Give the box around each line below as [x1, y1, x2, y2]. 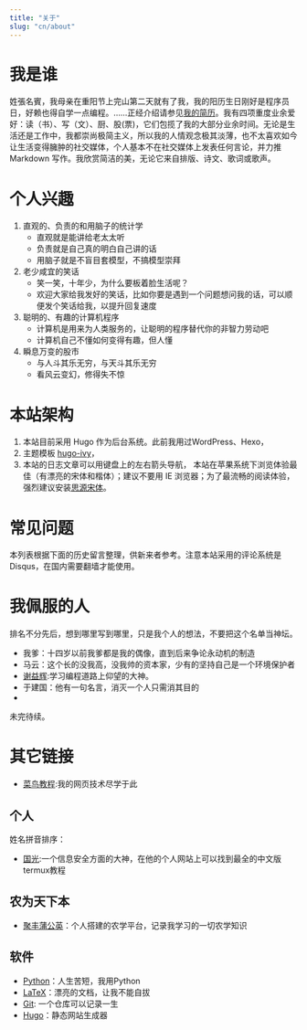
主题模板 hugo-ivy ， [22, 448, 100, 459]
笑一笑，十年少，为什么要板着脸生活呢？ [36, 278, 189, 289]
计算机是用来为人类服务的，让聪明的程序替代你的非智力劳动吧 [36, 324, 270, 334]
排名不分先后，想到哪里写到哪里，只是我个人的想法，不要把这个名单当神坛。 [9, 628, 298, 640]
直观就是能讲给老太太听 [36, 232, 125, 243]
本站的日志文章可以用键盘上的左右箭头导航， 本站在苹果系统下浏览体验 [22, 459, 290, 471]
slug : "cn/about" [9, 22, 76, 31]
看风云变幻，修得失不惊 [36, 369, 125, 380]
